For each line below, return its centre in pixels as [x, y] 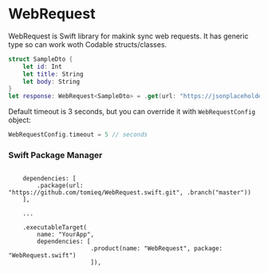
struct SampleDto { [41, 59]
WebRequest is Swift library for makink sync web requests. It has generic [128, 36]
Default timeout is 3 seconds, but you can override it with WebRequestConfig [132, 112]
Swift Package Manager [55, 155]
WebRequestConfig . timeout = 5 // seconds [78, 135]
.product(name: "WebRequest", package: [157, 248]
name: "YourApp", [65, 235]
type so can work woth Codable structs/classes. [88, 44]
